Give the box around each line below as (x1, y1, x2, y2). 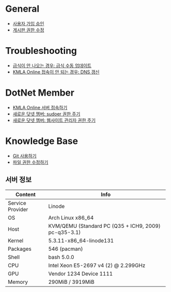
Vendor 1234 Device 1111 (48, 270, 113, 277)
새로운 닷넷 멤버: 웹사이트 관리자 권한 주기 (12, 117, 96, 123)
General (5, 3, 40, 15)
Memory (8, 278, 28, 285)
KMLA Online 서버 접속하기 (12, 104, 68, 110)
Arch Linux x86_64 (48, 214, 94, 221)
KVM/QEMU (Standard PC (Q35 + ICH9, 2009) (48, 222, 161, 229)
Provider (8, 206, 28, 213)
